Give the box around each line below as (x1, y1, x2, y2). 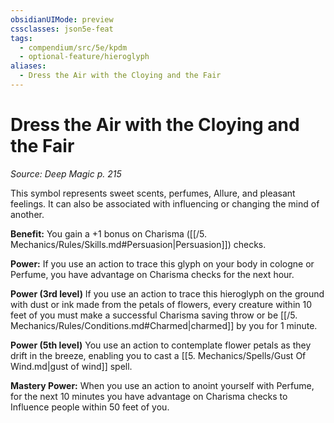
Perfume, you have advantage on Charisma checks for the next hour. (10, 268, 295, 280)
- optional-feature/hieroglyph (19, 52, 150, 62)
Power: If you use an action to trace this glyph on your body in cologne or (10, 257, 315, 270)
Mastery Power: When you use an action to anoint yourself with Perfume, (10, 379, 315, 391)
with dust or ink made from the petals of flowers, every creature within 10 (10, 298, 313, 310)
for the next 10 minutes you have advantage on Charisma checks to (10, 390, 288, 402)
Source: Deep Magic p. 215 (10, 167, 122, 180)
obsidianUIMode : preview (10, 14, 114, 25)
